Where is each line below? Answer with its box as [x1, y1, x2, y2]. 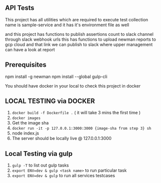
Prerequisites [5, 61, 47, 69]
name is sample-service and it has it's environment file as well [5, 22, 129, 28]
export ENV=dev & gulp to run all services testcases [12, 173, 115, 179]
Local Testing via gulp [5, 150, 73, 158]
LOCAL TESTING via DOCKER [5, 97, 95, 106]
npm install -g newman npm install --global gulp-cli [5, 74, 108, 79]
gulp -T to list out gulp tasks [12, 162, 69, 168]
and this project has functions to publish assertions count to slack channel [5, 31, 154, 37]
